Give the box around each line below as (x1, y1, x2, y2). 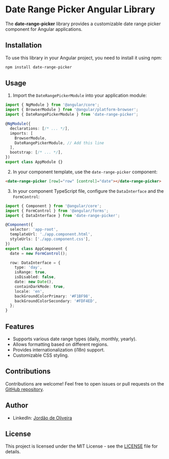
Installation (5, 41, 42, 50)
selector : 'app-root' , (10, 227, 58, 232)
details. (5, 449, 21, 455)
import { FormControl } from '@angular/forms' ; (5, 208, 109, 213)
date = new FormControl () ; (10, 251, 68, 256)
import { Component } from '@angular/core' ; (5, 203, 102, 209)
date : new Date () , (14, 279, 54, 285)
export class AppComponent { (5, 246, 68, 251)
